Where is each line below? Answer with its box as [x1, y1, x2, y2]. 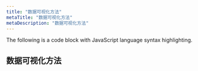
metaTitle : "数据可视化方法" [6, 14, 73, 20]
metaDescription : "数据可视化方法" [6, 20, 89, 26]
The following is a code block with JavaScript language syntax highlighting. [6, 37, 193, 44]
